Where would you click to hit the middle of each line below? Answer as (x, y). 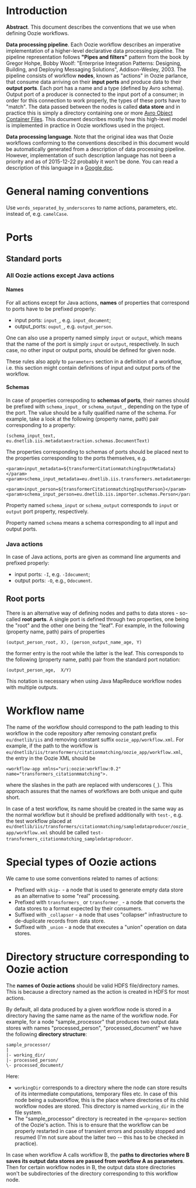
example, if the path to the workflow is (52, 745)
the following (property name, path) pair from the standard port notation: (93, 659)
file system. (28, 1112)
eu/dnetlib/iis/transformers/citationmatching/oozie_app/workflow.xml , (94, 752)
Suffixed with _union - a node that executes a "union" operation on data (100, 927)
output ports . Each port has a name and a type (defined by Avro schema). (95, 88)
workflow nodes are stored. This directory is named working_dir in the (99, 1106)
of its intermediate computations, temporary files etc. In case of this (96, 1094)
